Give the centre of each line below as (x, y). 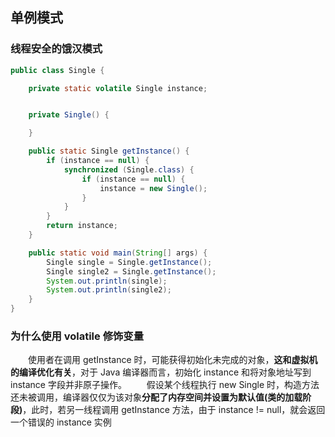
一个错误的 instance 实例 (61, 422)
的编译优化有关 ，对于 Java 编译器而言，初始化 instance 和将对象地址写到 (161, 372)
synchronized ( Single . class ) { (129, 169)
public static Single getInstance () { (109, 151)
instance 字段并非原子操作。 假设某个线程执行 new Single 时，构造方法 (165, 385)
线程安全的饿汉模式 (56, 49)
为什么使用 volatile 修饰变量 (77, 336)
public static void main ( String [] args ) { (118, 253)
